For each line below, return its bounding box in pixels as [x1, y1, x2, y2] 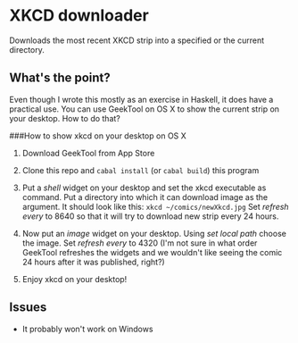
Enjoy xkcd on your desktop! [21, 273, 128, 284]
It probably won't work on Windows [21, 323, 153, 334]
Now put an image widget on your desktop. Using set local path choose [21, 228, 287, 238]
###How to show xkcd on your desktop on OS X [9, 130, 187, 141]
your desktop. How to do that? [9, 113, 120, 123]
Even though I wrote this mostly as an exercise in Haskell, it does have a [9, 94, 274, 105]
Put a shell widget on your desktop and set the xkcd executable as [21, 182, 267, 193]
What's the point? [9, 71, 112, 86]
